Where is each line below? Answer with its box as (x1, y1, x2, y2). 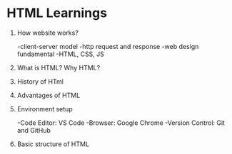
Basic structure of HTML (16, 140, 90, 148)
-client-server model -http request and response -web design (16, 42, 199, 50)
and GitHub (16, 126, 51, 134)
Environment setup (16, 104, 73, 113)
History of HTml (16, 77, 64, 86)
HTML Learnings (6, 5, 108, 21)
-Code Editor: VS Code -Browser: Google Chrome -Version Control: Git (16, 119, 226, 127)
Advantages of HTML (16, 91, 81, 99)
